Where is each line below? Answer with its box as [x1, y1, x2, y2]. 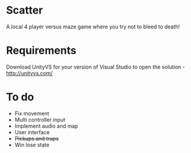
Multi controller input [14, 116, 66, 123]
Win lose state [14, 141, 50, 148]
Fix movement [14, 110, 50, 117]
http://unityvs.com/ [6, 69, 53, 77]
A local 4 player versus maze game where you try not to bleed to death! [6, 23, 180, 30]
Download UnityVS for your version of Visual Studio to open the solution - [6, 63, 186, 70]
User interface [14, 128, 50, 136]
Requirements [6, 44, 77, 57]
